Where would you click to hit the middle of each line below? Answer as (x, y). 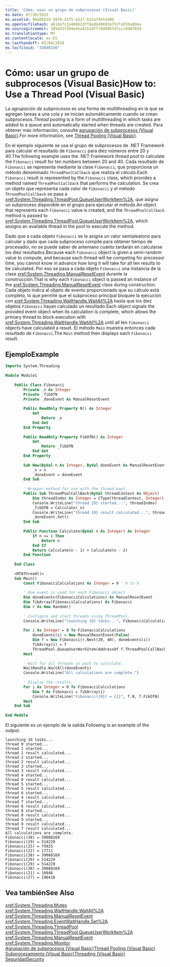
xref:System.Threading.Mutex (36, 905)
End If (39, 545)
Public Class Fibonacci (39, 385)
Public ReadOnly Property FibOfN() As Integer (73, 437)
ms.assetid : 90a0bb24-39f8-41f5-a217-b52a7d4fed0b (60, 19)
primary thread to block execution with (46, 317)
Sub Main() (26, 578)
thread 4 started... (27, 775)
